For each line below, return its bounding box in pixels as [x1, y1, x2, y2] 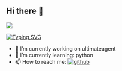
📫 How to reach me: [14, 58, 67, 65]
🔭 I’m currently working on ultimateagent [14, 45, 116, 52]
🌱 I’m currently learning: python [14, 51, 93, 58]
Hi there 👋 [6, 6, 44, 16]
